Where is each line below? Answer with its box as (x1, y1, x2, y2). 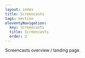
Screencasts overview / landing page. (5, 47, 81, 53)
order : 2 (9, 34, 27, 39)
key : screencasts (9, 25, 45, 30)
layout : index (5, 7, 34, 12)
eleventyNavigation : (5, 20, 47, 26)
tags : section (5, 16, 34, 21)
